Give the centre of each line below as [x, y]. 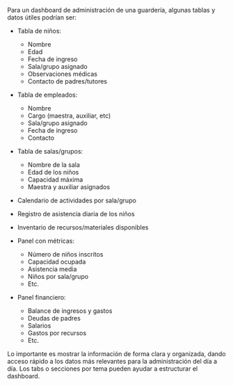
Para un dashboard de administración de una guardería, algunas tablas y [111, 10]
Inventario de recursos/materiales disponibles [83, 227]
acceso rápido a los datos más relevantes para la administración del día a [112, 361]
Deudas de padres [54, 318]
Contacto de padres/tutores [67, 81]
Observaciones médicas [62, 74]
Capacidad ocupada [57, 262]
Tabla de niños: [39, 31]
